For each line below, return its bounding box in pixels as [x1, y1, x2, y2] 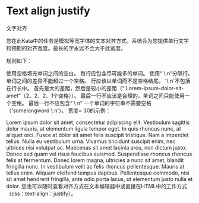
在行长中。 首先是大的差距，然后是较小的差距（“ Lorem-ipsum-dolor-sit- [6, 84, 184, 91]
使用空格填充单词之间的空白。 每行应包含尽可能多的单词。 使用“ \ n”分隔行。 [6, 69, 194, 77]
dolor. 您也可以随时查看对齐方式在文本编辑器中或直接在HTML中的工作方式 [6, 182, 188, 189]
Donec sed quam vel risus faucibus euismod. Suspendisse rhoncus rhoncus [6, 150, 192, 157]
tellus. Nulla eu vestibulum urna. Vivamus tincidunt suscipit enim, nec [6, 138, 176, 145]
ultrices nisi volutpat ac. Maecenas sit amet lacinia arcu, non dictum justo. [6, 144, 187, 151]
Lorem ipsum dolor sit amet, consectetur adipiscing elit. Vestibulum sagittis [6, 119, 190, 126]
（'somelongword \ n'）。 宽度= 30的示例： [6, 107, 111, 114]
